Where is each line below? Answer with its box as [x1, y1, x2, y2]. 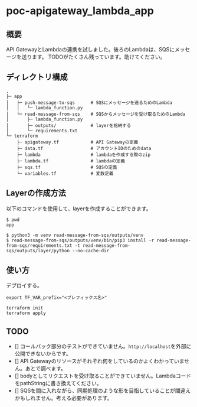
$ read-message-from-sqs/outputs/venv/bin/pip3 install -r [6, 237, 155, 243]
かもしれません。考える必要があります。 [14, 395, 113, 402]
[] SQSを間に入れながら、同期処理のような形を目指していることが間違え [14, 387, 191, 394]
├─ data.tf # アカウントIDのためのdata [17, 145, 152, 151]
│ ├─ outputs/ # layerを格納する [6, 122, 132, 128]
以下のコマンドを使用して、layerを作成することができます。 [6, 205, 152, 212]
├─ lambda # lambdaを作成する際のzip [17, 152, 151, 158]
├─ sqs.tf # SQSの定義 [17, 164, 117, 170]
